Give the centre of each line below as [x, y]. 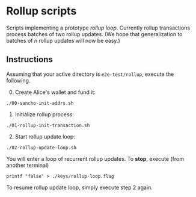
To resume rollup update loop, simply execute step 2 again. [80, 187]
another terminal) [28, 165]
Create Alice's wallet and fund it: [55, 92]
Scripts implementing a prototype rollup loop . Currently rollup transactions [98, 28]
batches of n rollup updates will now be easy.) [63, 40]
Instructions [29, 59]
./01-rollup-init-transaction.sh [48, 125]
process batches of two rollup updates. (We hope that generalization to [94, 34]
